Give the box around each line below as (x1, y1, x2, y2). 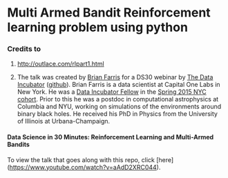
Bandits (7, 140, 30, 149)
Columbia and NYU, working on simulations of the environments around (17, 102, 222, 111)
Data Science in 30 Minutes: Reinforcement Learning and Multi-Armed (7, 133, 214, 141)
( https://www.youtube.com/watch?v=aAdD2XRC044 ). (7, 163, 161, 171)
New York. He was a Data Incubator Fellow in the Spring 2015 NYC (17, 88, 207, 96)
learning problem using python (7, 19, 189, 35)
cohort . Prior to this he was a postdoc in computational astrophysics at (17, 95, 219, 103)
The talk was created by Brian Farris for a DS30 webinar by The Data (17, 73, 213, 81)
